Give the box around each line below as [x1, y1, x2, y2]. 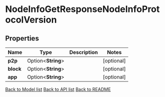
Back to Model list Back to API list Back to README [5, 86, 111, 92]
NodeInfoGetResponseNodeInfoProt [5, 3, 160, 15]
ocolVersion [5, 14, 57, 25]
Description [69, 49, 98, 55]
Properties [5, 34, 39, 42]
